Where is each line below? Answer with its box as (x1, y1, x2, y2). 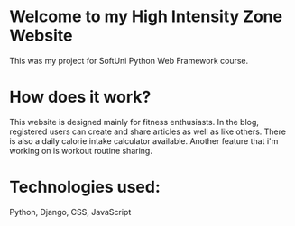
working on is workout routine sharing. (9, 145, 153, 156)
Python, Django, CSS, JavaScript (9, 206, 132, 217)
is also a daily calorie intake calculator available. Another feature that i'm (9, 135, 279, 146)
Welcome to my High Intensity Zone (9, 6, 282, 27)
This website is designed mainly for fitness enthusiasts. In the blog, (9, 116, 260, 127)
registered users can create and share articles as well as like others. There (9, 126, 287, 137)
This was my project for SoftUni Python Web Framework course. (9, 55, 249, 66)
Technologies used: (9, 177, 161, 197)
